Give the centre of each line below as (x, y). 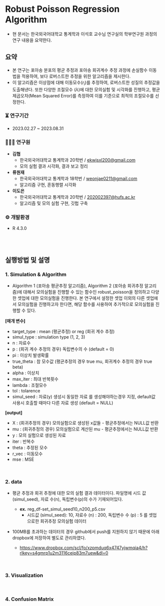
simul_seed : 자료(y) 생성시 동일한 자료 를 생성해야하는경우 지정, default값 (84, 397)
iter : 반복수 (23, 441)
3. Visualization (24, 575)
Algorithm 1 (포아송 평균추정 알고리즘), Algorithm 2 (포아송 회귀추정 (78, 286)
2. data (14, 482)
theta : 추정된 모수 (30, 448)
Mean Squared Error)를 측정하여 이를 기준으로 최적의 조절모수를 (92, 95)
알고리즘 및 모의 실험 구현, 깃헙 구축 (54, 203)
